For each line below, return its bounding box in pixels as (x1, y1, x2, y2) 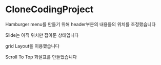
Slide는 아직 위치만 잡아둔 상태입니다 (5, 32, 79, 38)
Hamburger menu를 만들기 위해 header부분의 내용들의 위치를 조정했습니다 (5, 21, 156, 27)
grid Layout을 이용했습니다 (5, 42, 60, 49)
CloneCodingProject (5, 4, 94, 15)
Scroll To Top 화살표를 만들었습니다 (5, 54, 77, 60)
